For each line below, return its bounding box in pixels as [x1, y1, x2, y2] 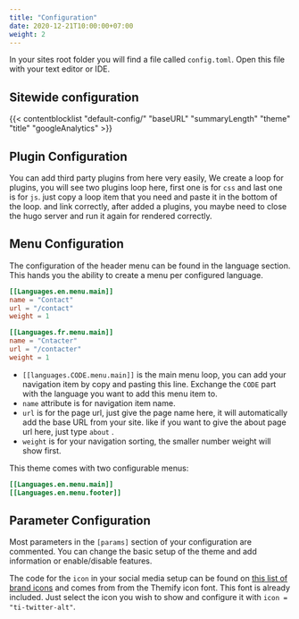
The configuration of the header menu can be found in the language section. [9, 260, 291, 271]
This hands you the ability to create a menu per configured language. [9, 269, 263, 280]
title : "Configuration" [9, 13, 98, 22]
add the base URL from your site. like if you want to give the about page [21, 417, 287, 428]
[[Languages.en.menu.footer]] [9, 488, 122, 497]
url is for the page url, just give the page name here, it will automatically [21, 407, 288, 418]
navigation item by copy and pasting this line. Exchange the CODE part [21, 378, 277, 389]
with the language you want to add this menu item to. [21, 388, 218, 399]
